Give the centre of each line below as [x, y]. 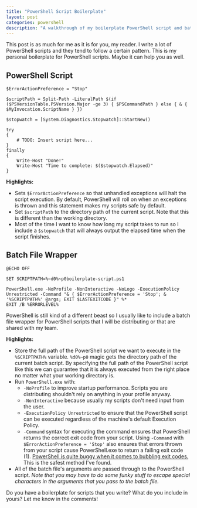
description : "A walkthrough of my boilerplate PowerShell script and [94, 28]
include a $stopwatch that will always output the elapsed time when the [100, 231]
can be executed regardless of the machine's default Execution [100, 419]
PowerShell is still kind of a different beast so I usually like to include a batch [98, 315]
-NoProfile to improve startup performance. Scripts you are [96, 388]
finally [16, 151]
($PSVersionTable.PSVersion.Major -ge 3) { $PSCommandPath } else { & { [97, 104]
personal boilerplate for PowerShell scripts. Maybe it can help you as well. [95, 57]
